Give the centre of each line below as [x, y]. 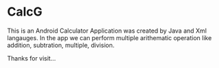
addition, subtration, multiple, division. [61, 45]
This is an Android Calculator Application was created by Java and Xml [107, 31]
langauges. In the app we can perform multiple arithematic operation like [109, 37]
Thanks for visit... [31, 58]
